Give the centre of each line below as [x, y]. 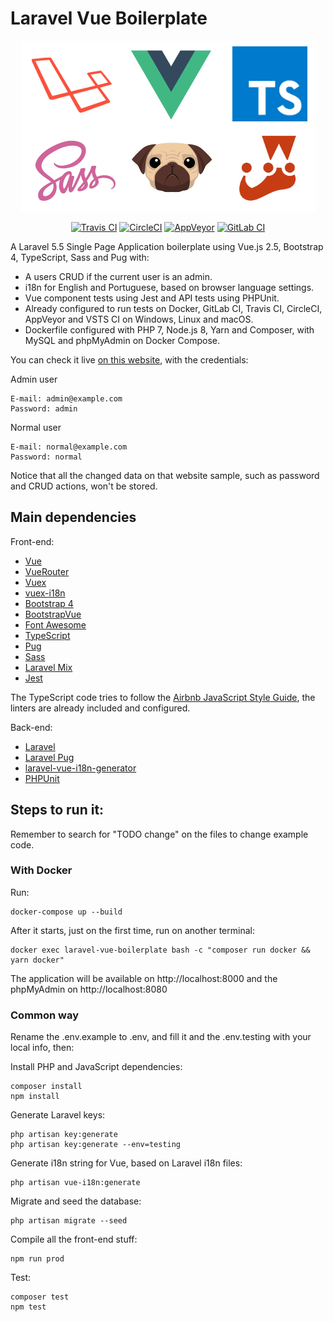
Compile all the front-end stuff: [74, 1239]
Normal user [36, 427]
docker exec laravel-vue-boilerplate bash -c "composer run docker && [160, 950]
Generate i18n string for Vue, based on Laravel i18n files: [126, 1163]
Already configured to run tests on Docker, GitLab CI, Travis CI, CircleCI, [173, 308]
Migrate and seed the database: [76, 1201]
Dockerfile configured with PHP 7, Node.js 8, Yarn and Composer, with [169, 329]
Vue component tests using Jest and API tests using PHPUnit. [152, 298]
